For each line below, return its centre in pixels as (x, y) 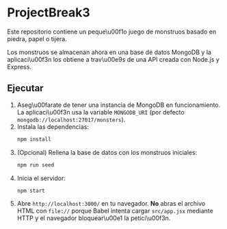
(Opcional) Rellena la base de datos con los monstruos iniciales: (107, 152)
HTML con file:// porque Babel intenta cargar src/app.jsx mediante (115, 211)
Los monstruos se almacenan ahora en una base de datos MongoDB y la (109, 52)
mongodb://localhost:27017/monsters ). (71, 119)
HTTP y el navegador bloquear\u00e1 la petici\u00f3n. (94, 218)
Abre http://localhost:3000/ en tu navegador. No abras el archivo (111, 204)
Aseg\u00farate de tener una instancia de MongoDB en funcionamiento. (119, 105)
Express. (19, 67)
